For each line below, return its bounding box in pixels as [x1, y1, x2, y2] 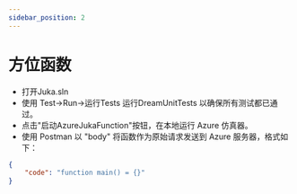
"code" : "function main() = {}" [24, 168, 145, 178]
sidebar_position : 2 [8, 13, 86, 22]
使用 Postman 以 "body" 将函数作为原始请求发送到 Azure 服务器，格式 [21, 131, 281, 142]
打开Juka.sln [21, 86, 69, 97]
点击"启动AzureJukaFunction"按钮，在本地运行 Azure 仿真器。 [21, 119, 253, 130]
